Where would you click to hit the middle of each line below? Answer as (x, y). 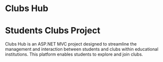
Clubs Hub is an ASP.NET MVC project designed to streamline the (71, 44)
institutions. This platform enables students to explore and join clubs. (74, 54)
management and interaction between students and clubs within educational (82, 49)
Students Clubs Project (53, 31)
